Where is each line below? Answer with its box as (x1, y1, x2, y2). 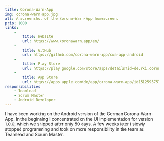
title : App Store (22, 75, 58, 80)
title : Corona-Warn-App (5, 7, 54, 12)
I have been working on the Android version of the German (5, 111, 123, 117)
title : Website (22, 35, 54, 39)
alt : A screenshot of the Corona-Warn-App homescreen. (5, 16, 119, 21)
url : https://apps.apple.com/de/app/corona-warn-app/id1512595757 (22, 79, 161, 84)
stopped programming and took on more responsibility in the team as (5, 126, 144, 132)
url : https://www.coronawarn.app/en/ (22, 39, 99, 44)
